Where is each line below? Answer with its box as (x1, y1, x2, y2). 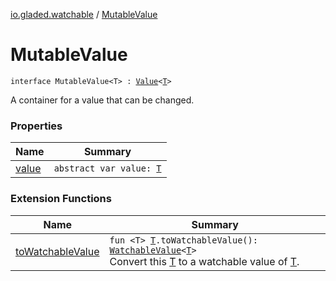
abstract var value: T (53, 163, 162, 174)
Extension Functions (10, 192, 112, 206)
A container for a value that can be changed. (10, 94, 195, 106)
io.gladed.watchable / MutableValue (10, 9, 158, 20)
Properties (10, 119, 63, 133)
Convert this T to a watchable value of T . (109, 254, 300, 268)
